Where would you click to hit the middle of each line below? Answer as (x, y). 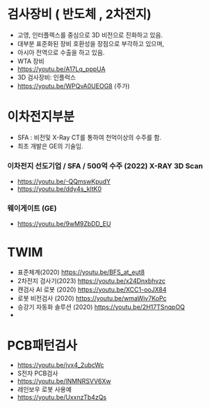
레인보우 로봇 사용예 (44, 390)
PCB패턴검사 (42, 345)
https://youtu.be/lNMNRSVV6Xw (64, 381)
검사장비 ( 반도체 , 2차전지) (79, 14)
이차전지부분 (41, 117)
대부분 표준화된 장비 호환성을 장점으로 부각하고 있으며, (91, 43)
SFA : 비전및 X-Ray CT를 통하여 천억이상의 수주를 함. (89, 137)
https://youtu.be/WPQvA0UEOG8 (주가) (73, 86)
